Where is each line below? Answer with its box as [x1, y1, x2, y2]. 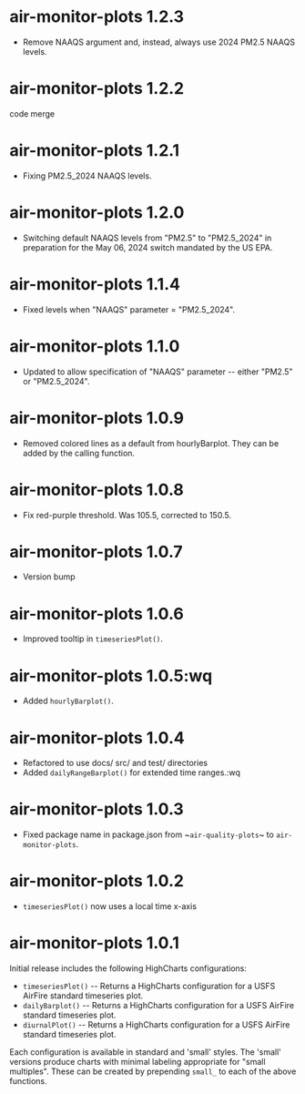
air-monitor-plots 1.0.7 [9, 541, 184, 562]
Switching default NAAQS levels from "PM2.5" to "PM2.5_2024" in [22, 232, 272, 243]
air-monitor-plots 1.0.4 [9, 727, 185, 748]
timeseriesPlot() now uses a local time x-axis [22, 901, 198, 912]
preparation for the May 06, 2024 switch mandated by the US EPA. [22, 241, 273, 252]
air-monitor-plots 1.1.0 [9, 335, 180, 356]
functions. [9, 1076, 47, 1087]
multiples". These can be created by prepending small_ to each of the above [9, 1066, 297, 1077]
